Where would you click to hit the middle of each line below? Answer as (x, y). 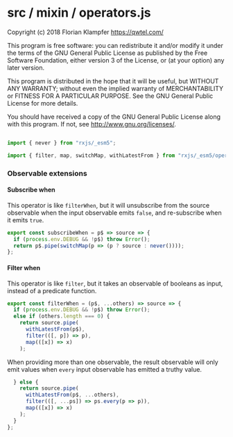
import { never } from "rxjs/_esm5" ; (62, 143)
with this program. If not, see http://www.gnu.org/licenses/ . (92, 124)
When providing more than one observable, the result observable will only (113, 362)
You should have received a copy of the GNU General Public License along (114, 117)
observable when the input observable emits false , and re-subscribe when (114, 213)
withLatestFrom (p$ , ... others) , (72, 395)
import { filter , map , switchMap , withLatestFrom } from (91, 155)
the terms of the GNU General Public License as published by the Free (107, 53)
